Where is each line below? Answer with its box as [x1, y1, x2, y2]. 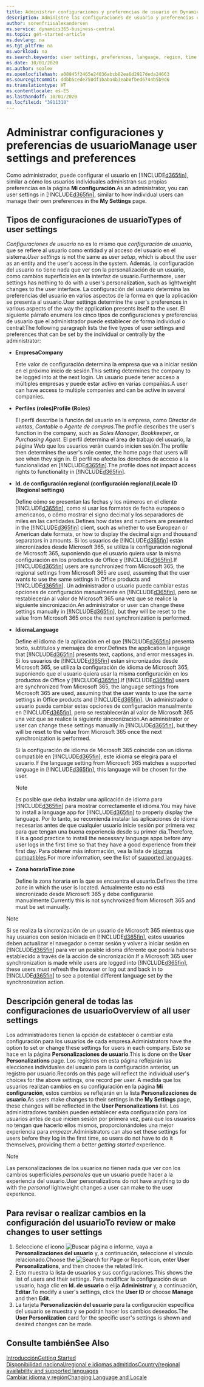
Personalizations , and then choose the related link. [15, 1262, 144, 1270]
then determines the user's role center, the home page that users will [15, 449, 188, 456]
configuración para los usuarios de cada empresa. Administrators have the [6, 1038, 192, 1045]
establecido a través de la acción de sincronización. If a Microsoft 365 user [6, 953, 193, 960]
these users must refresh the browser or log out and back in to [6, 965, 163, 973]
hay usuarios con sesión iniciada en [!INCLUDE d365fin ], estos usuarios [6, 933, 185, 940]
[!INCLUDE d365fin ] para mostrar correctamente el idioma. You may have [15, 803, 196, 810]
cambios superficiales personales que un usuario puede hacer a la [6, 1171, 173, 1179]
